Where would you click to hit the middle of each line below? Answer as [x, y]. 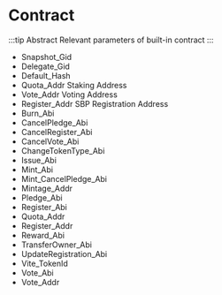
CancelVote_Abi [50, 141]
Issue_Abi [38, 160]
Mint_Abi [37, 170]
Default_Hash [46, 75]
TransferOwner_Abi [56, 245]
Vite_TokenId [44, 263]
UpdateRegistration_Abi [64, 253]
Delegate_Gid [45, 66]
